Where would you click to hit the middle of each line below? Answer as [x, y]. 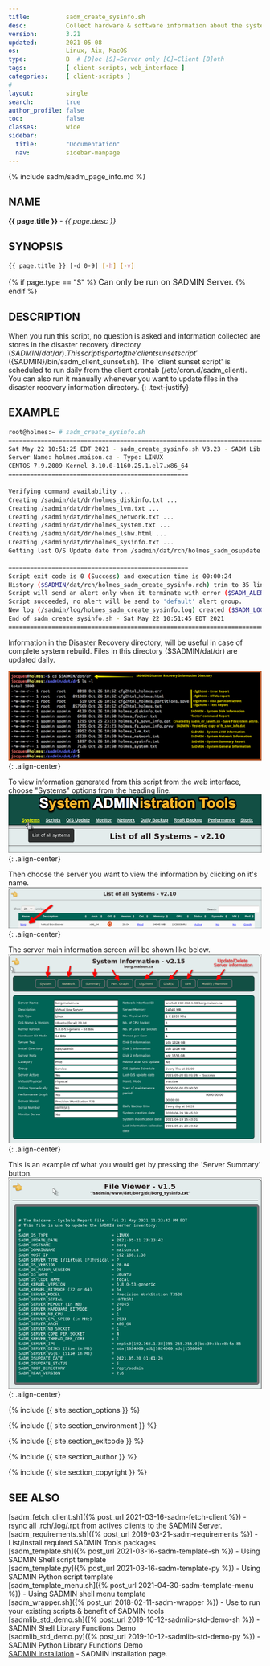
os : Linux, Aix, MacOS [68, 51]
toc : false [46, 119]
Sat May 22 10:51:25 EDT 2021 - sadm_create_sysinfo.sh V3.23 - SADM [127, 449]
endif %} [23, 291]
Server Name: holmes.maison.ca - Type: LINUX [86, 458]
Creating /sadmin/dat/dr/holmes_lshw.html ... [88, 534]
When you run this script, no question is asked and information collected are [135, 336]
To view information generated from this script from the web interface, [125, 782]
